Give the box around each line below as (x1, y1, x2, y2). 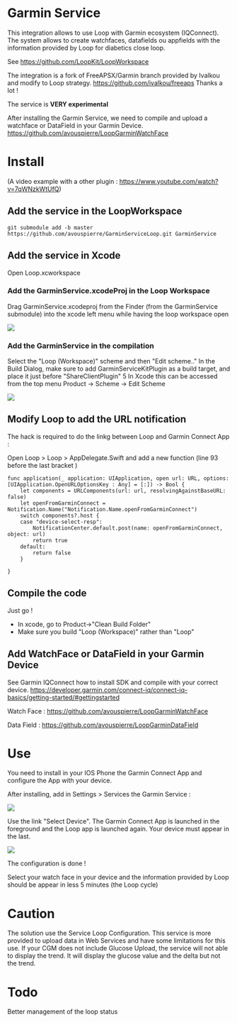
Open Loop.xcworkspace (7, 268, 81, 277)
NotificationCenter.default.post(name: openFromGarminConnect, (33, 524, 223, 532)
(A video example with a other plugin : (7, 177, 118, 185)
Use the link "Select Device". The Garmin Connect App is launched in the (7, 817, 220, 826)
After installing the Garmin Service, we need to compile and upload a (7, 114, 208, 122)
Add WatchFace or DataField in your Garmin (7, 648, 204, 660)
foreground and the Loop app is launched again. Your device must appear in (7, 825, 230, 833)
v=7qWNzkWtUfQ (7, 185, 59, 193)
